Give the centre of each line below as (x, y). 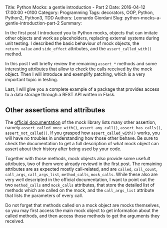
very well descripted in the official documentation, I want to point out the (80, 180)
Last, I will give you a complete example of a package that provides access (82, 89)
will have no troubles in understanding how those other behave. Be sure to (82, 138)
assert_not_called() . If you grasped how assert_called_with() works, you (82, 133)
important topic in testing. (32, 80)
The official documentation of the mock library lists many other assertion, (81, 122)
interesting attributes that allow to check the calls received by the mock (79, 69)
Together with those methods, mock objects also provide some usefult (78, 158)
